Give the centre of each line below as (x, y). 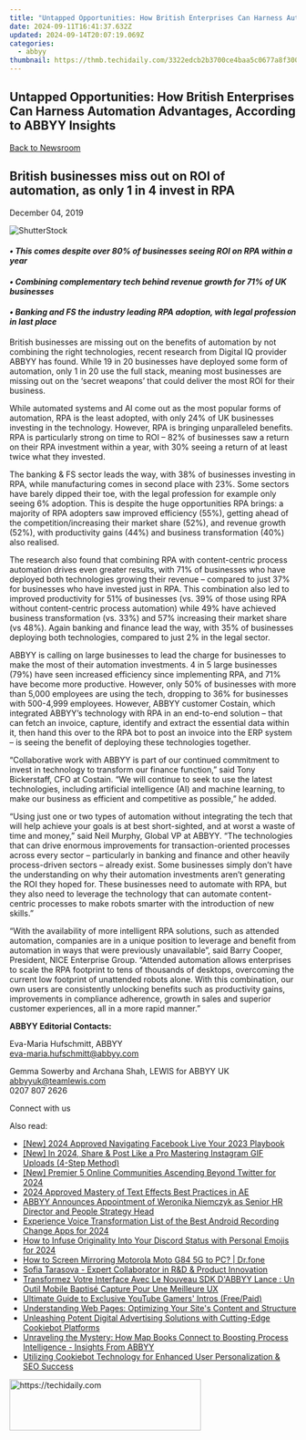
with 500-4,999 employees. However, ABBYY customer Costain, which (143, 704)
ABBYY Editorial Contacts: (61, 1026)
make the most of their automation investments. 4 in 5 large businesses (143, 665)
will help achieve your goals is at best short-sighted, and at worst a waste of (153, 826)
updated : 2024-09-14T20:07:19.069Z (77, 35)
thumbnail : (30, 60)
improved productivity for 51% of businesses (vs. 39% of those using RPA (148, 599)
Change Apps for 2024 (66, 1231)
